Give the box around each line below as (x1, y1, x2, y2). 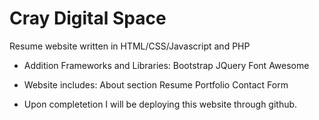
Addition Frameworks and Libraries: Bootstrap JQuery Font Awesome (23, 59, 310, 71)
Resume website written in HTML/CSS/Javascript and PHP (9, 40, 251, 52)
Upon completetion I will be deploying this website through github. (23, 98, 298, 110)
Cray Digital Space (9, 7, 167, 30)
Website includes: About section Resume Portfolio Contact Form (23, 78, 289, 91)
